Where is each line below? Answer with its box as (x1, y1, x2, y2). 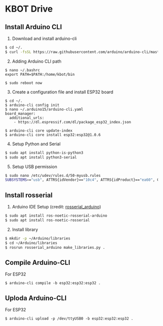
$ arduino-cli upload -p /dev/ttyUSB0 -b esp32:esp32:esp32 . (5, 316, 133, 321)
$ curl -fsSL (5, 50, 32, 54)
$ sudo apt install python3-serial (5, 154, 77, 160)
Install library (12, 226, 38, 232)
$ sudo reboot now (5, 80, 42, 86)
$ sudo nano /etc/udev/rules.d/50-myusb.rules (5, 173, 101, 178)
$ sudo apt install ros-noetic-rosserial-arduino (5, 213, 108, 218)
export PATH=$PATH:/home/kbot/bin (5, 72, 75, 77)
